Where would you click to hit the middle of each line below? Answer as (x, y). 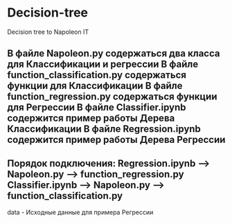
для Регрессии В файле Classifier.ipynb (97, 107)
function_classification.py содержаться (97, 75)
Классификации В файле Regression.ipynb (104, 129)
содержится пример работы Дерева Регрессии (116, 140)
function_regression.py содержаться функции (112, 97)
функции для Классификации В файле (95, 86)
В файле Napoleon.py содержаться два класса (114, 54)
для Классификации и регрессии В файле (103, 65)
